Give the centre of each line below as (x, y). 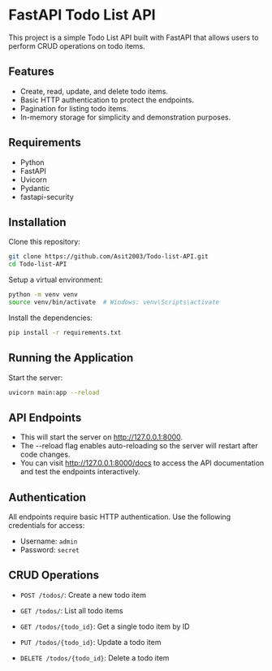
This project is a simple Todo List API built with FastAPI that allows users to (134, 37)
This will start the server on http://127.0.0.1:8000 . (101, 437)
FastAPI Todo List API (82, 15)
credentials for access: (47, 526)
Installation (37, 222)
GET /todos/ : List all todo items (71, 610)
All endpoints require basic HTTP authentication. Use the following (120, 517)
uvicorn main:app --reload (54, 392)
